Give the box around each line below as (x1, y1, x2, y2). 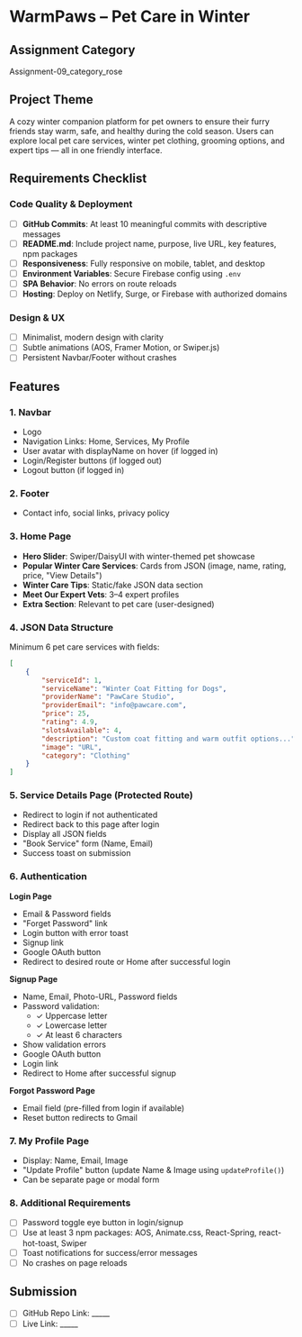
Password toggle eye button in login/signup (22, 1217, 184, 1228)
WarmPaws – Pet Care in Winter (9, 6, 250, 27)
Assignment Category (9, 42, 136, 58)
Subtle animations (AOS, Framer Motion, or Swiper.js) (22, 342, 220, 353)
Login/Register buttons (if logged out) (22, 455, 163, 466)
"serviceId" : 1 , (41, 676, 102, 685)
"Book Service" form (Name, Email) (22, 838, 154, 849)
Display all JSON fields (22, 829, 107, 840)
